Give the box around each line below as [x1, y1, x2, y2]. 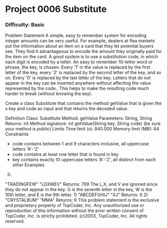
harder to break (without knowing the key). [5, 91, 93, 97]
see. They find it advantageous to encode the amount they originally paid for [5, 48, 162, 54]
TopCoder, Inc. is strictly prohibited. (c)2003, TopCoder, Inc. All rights [5, 213, 148, 219]
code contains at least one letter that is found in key [12, 151, 119, 157]
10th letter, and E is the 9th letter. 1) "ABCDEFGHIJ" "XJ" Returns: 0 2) [5, 192, 148, 198]
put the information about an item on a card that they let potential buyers [5, 43, 154, 49]
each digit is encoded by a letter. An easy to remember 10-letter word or [5, 59, 153, 65]
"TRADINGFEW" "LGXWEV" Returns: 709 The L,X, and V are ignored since [5, 181, 158, 187]
